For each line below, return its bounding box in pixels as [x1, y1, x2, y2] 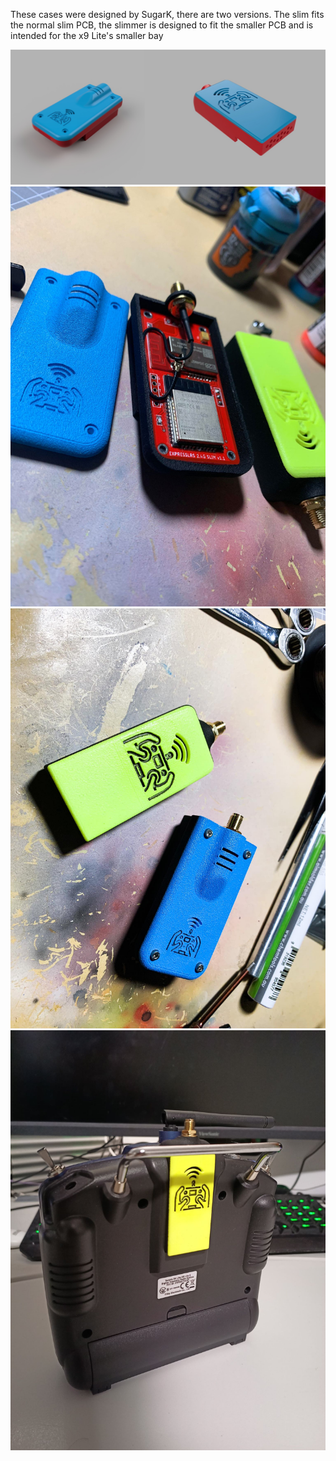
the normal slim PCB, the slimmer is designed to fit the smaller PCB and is [10, 19, 314, 31]
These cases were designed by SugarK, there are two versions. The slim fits [10, 9, 325, 20]
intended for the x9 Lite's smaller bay [10, 30, 164, 41]
